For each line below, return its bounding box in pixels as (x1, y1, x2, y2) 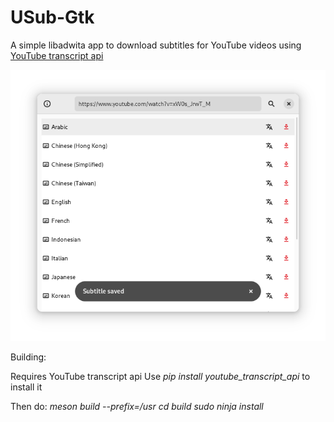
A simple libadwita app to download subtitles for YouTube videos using (10, 39, 302, 51)
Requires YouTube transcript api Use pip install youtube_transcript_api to (10, 371, 311, 383)
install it (10, 381, 43, 393)
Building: (10, 351, 47, 363)
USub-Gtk (10, 6, 95, 29)
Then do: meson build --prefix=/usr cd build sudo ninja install (10, 401, 264, 413)
